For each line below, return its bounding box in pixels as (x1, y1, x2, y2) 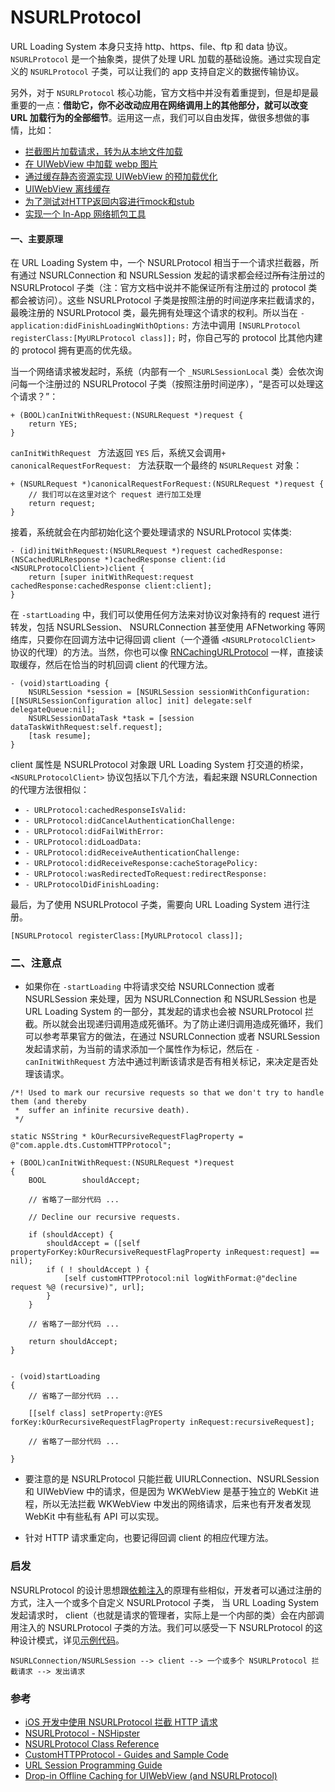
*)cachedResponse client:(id (104, 555, 226, 565)
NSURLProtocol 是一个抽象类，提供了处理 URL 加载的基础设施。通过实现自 (10, 52, 313, 65)
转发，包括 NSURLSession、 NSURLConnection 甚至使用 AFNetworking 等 (10, 621, 317, 633)
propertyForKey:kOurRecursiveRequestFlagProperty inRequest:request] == (10, 1247, 320, 1258)
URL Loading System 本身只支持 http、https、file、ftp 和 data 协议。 (10, 40, 293, 52)
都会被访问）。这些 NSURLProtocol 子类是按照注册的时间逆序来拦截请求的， (10, 294, 320, 306)
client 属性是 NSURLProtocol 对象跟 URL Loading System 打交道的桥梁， (10, 759, 309, 771)
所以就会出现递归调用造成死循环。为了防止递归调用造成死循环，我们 (42, 1018, 323, 1030)
